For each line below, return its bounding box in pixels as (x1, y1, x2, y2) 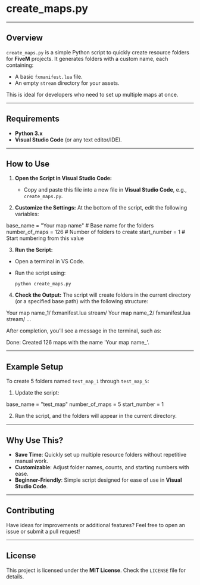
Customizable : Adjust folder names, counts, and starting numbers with (14, 464, 189, 470)
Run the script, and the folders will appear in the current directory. (14, 412, 177, 420)
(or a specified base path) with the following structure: (14, 298, 149, 305)
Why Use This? (6, 435, 64, 445)
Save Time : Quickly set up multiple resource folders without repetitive (14, 451, 187, 458)
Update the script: (14, 389, 60, 396)
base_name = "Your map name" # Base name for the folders (6, 222, 154, 229)
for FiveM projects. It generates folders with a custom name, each (6, 55, 168, 62)
